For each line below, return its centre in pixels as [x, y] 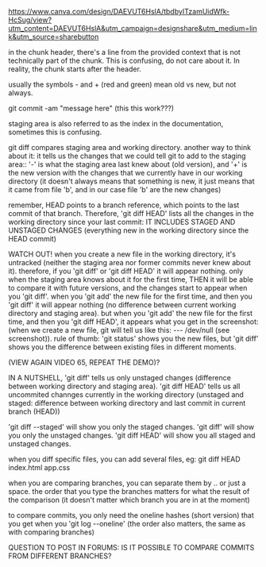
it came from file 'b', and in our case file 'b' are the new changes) [115, 189]
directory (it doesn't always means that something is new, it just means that [131, 181]
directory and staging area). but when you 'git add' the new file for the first [130, 313]
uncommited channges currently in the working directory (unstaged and [126, 395]
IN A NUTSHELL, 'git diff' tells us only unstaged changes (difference [120, 378]
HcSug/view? [30, 20]
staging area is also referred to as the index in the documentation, [116, 123]
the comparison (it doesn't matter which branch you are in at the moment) [129, 500]
